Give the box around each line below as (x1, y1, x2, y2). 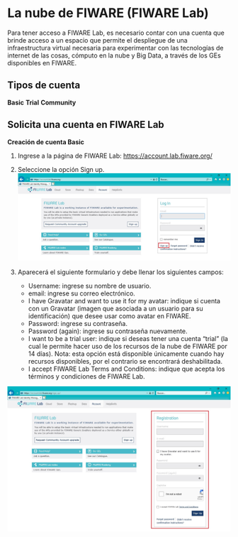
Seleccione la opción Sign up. (17, 165, 105, 173)
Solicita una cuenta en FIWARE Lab (7, 119, 164, 131)
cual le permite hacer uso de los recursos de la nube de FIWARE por (28, 342, 228, 350)
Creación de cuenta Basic (7, 137, 85, 146)
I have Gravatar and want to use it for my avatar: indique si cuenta (28, 296, 221, 305)
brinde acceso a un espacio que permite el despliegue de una (7, 36, 188, 44)
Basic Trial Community (7, 98, 76, 107)
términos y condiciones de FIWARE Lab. (28, 371, 145, 381)
